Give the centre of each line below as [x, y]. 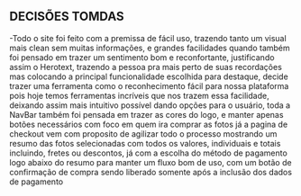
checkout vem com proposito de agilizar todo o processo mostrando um [143, 134]
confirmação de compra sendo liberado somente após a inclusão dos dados [151, 172]
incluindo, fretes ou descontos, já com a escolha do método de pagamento [149, 153]
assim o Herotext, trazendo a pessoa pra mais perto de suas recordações [146, 67]
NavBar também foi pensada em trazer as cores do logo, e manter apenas [146, 114]
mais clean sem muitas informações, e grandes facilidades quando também [150, 48]
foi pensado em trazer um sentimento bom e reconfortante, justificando [142, 57]
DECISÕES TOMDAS [67, 17]
